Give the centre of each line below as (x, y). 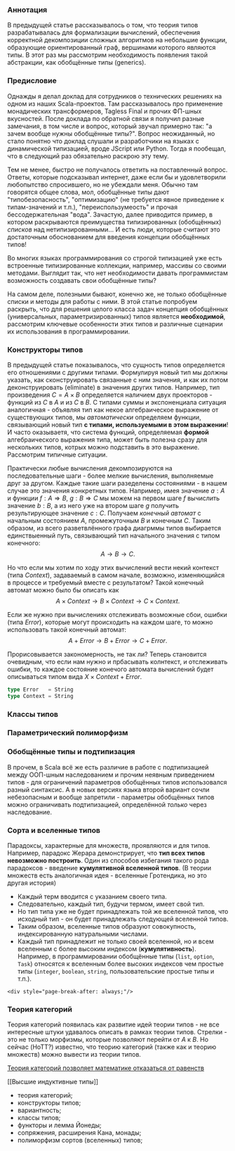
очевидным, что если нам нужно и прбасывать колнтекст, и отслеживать (117, 661)
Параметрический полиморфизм (68, 733)
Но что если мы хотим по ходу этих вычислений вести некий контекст (113, 567)
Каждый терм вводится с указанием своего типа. (92, 897)
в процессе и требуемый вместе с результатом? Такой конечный (106, 583)
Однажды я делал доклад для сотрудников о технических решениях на (115, 96)
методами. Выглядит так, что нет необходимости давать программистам (117, 273)
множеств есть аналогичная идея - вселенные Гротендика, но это (107, 876)
